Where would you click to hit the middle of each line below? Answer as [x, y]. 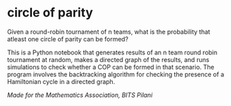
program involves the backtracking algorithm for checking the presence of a [116, 74]
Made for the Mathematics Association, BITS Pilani [80, 95]
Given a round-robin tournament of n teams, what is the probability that [109, 32]
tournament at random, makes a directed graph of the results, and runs [108, 59]
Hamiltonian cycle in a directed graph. [61, 81]
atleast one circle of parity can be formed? [68, 39]
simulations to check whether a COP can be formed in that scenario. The [111, 67]
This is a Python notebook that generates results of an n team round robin [112, 52]
